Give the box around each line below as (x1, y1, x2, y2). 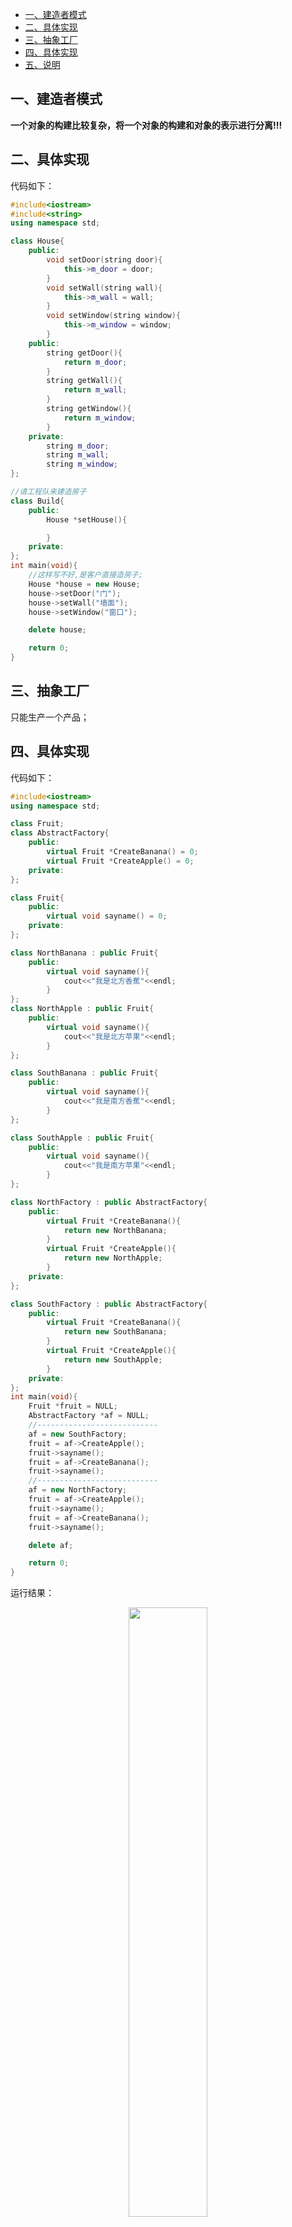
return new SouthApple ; (63, 1354, 163, 1365)
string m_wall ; (46, 450, 110, 460)
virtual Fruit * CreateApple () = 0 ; (46, 856, 195, 866)
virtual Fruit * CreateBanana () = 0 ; (46, 847, 199, 857)
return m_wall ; (63, 385, 128, 395)
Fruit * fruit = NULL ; (28, 1401, 118, 1412)
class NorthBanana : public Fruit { (10, 948, 159, 958)
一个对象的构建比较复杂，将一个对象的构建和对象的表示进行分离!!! (10, 119, 283, 131)
